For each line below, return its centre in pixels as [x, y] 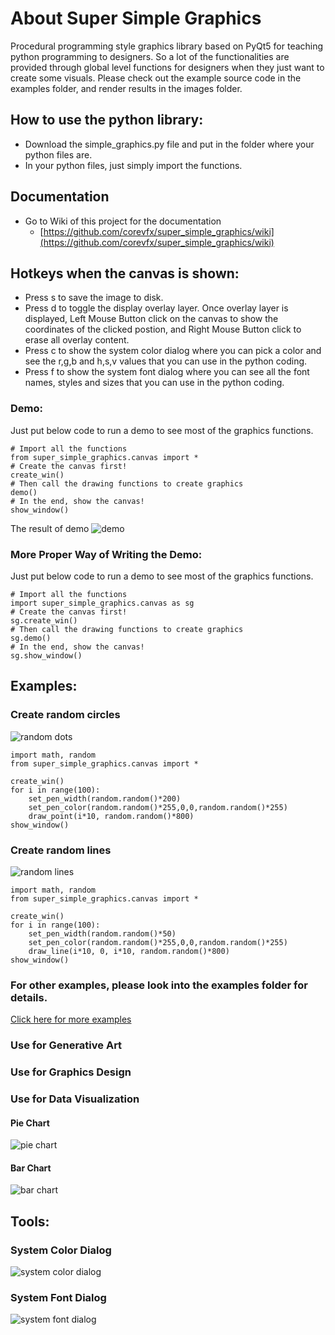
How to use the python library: [107, 120]
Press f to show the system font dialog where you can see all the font [167, 372]
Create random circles [65, 715]
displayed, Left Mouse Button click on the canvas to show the [151, 319]
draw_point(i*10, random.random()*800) [111, 816]
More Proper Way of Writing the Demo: [106, 554]
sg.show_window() [46, 655]
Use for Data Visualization [75, 1099]
